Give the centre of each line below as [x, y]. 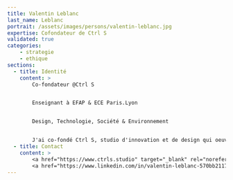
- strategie [37, 53]
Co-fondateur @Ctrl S [63, 84]
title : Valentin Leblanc [43, 13]
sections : [21, 65]
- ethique [34, 59]
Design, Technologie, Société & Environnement [101, 122]
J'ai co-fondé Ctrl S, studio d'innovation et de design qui [122, 140]
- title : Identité [40, 71]
